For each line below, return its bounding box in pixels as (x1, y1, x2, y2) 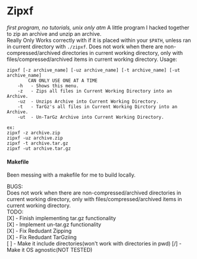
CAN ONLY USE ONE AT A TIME (28, 78, 98, 84)
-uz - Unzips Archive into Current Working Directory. (17, 98, 160, 104)
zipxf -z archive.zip (7, 129, 61, 135)
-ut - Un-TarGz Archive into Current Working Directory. (17, 114, 164, 120)
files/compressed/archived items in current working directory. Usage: (7, 55, 177, 63)
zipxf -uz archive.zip (7, 135, 63, 141)
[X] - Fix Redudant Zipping (7, 227, 72, 235)
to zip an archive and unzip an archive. (7, 30, 102, 37)
